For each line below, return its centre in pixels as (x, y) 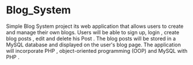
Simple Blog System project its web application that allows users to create (95, 26)
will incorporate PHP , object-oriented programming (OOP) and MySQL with (97, 50)
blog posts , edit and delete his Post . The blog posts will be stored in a (91, 38)
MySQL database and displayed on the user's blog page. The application (94, 45)
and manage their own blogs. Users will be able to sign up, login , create (93, 32)
